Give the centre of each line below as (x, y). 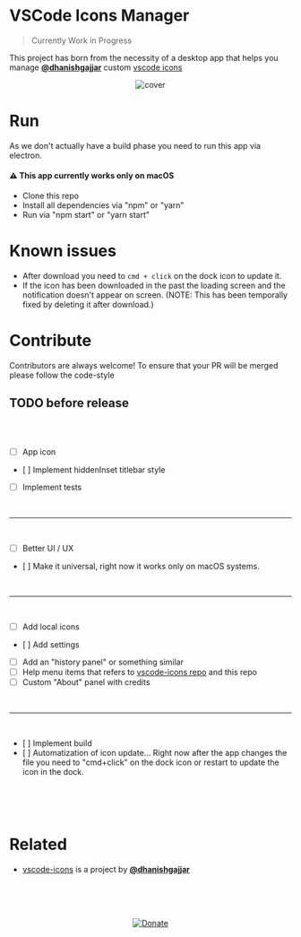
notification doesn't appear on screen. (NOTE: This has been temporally (155, 295)
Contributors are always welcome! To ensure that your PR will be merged (144, 365)
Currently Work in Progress (82, 40)
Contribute (51, 341)
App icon (39, 451)
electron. (26, 155)
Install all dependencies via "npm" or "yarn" (103, 205)
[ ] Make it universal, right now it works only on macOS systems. (141, 566)
